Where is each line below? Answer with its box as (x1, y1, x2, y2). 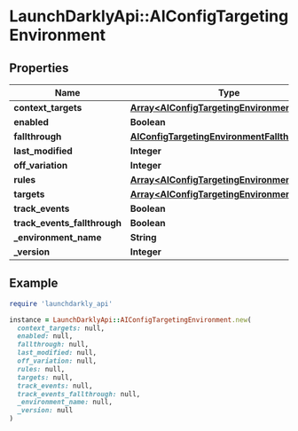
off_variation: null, (17, 357, 98, 365)
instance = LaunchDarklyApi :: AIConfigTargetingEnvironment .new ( (9, 315, 252, 325)
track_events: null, (17, 381, 93, 390)
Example (9, 276, 59, 291)
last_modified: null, (17, 349, 98, 357)
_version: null (17, 406, 74, 415)
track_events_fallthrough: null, (17, 389, 141, 398)
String (129, 231, 157, 243)
